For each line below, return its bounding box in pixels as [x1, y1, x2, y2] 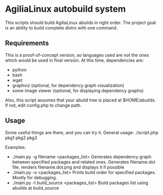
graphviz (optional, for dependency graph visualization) [12, 82, 124, 88]
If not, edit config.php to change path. [5, 102, 82, 108]
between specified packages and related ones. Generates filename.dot [12, 159, 156, 165]
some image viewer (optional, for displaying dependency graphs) [12, 87, 144, 94]
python [12, 67, 27, 73]
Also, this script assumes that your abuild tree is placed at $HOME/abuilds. [5, 97, 156, 103]
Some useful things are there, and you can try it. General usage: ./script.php [5, 129, 159, 135]
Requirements [5, 39, 49, 48]
